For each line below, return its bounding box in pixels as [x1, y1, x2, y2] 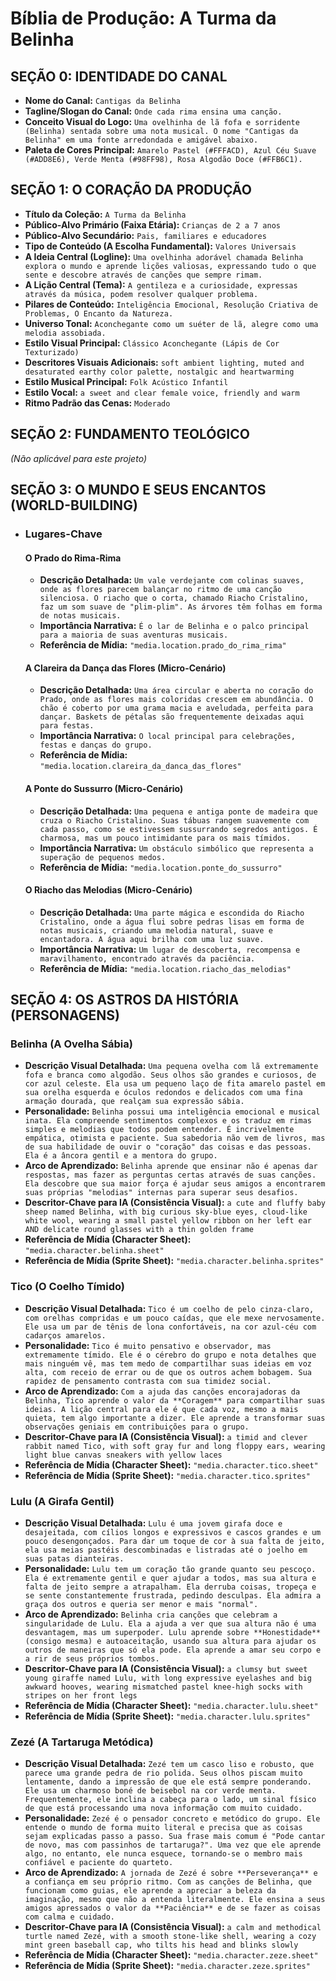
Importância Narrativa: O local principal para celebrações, [39, 730, 296, 742]
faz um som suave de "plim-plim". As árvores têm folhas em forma [39, 602, 323, 612]
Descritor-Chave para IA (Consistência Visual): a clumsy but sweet [24, 1663, 308, 1675]
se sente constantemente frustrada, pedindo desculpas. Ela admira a [24, 1591, 322, 1601]
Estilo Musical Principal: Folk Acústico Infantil [24, 375, 229, 387]
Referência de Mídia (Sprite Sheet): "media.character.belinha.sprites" [24, 1255, 325, 1267]
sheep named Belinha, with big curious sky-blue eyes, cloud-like [24, 1207, 308, 1217]
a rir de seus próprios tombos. [24, 1654, 160, 1664]
